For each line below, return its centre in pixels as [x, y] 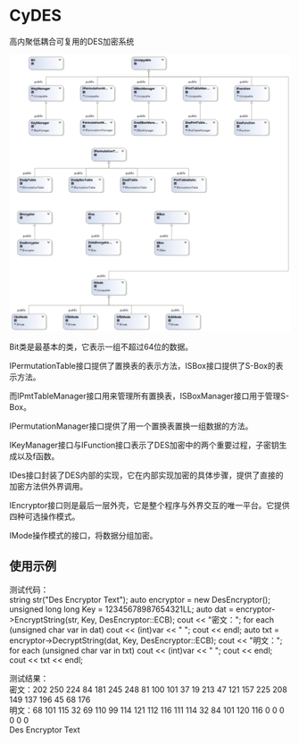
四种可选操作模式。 [45, 517]
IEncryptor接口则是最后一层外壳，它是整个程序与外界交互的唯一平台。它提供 [149, 506]
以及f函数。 [38, 456]
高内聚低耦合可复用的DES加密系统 [72, 41]
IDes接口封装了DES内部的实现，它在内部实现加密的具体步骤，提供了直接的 [146, 475]
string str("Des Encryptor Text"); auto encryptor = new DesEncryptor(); [140, 599]
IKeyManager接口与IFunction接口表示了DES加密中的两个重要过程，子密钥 [144, 445]
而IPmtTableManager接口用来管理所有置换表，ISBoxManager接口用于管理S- [149, 396]
